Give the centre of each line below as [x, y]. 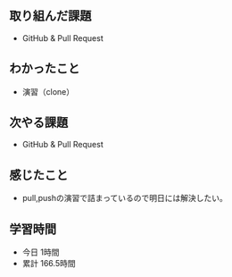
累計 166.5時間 [49, 264]
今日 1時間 [41, 252]
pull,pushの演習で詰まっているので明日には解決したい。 [124, 198]
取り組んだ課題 [50, 16]
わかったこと [45, 68]
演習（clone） [48, 91]
